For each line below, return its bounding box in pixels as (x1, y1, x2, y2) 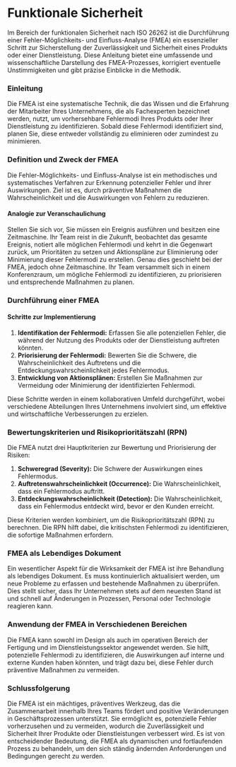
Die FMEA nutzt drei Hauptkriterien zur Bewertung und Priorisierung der (7, 444, 217, 452)
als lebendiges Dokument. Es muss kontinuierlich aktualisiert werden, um (7, 572, 220, 581)
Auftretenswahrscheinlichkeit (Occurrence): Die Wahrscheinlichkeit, (17, 480, 221, 488)
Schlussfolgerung (7, 683, 71, 693)
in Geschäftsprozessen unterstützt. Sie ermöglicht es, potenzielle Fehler (7, 715, 217, 723)
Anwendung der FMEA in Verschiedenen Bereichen (7, 619, 187, 629)
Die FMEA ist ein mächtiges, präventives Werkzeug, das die (7, 699, 181, 708)
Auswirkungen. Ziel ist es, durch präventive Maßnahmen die (7, 186, 182, 194)
